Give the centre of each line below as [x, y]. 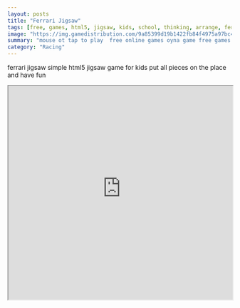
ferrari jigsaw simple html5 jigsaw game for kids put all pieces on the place [117, 67]
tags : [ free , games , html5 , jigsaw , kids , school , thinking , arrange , [114, 27]
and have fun [27, 75]
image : [17, 34]
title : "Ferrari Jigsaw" [44, 21]
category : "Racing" [36, 47]
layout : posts [28, 14]
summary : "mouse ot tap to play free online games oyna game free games [119, 41]
